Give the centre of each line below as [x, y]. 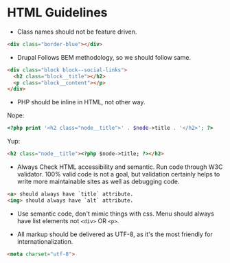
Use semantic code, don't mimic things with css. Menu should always [115, 214]
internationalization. [45, 241]
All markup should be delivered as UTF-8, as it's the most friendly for [115, 234]
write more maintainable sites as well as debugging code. [98, 182]
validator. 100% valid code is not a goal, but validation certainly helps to [118, 174]
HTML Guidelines [57, 13]
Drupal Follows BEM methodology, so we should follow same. [104, 57]
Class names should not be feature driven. [77, 32]
